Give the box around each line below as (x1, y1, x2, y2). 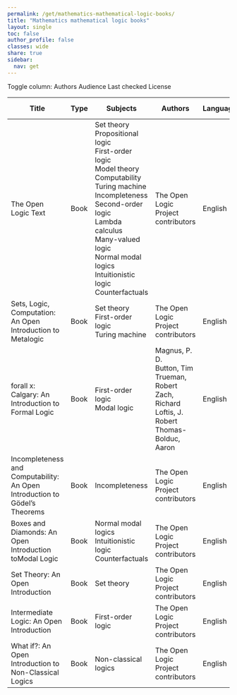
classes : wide (7, 43, 49, 50)
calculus (95, 225, 123, 235)
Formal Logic (11, 407, 54, 417)
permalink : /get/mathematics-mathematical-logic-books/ (7, 10, 175, 18)
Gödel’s (11, 498, 36, 508)
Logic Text (11, 207, 46, 217)
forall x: (11, 380, 36, 390)
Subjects (106, 103, 138, 113)
